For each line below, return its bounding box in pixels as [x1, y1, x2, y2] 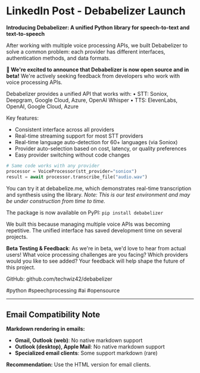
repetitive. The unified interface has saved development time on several [6, 226, 182, 234]
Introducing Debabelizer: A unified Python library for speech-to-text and [6, 24, 190, 31]
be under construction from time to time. [6, 197, 106, 204]
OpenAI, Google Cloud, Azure [6, 102, 79, 110]
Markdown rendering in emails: [6, 325, 85, 332]
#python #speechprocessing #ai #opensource [6, 287, 120, 294]
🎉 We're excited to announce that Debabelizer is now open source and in [6, 66, 189, 73]
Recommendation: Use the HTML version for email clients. [6, 361, 151, 368]
